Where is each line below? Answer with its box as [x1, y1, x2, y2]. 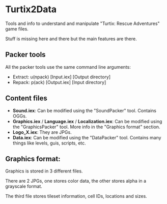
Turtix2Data [5, 4, 57, 15]
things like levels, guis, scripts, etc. [12, 140, 87, 146]
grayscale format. [5, 183, 42, 189]
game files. [5, 25, 29, 32]
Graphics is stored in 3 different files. [5, 168, 83, 174]
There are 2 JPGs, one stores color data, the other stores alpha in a [5, 178, 147, 184]
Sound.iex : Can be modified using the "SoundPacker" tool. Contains [12, 107, 157, 113]
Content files [5, 94, 47, 103]
